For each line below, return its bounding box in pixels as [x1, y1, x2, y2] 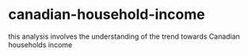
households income [8, 39, 73, 49]
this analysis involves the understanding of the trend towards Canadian [8, 32, 240, 41]
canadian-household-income [8, 6, 205, 24]
